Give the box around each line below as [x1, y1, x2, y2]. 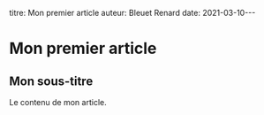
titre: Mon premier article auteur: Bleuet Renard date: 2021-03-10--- [9, 8, 256, 18]
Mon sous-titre [9, 73, 94, 88]
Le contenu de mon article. [9, 97, 108, 107]
